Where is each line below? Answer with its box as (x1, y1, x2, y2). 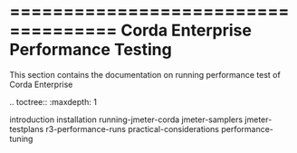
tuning (9, 133, 34, 144)
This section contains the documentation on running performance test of (9, 69, 281, 80)
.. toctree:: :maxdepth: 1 (9, 96, 98, 107)
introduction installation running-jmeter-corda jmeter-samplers (9, 114, 243, 125)
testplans (9, 123, 44, 134)
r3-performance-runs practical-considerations (44, 123, 220, 134)
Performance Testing (9, 40, 172, 60)
